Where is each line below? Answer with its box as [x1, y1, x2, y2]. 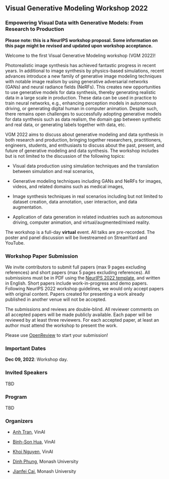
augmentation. [12, 204, 43, 210]
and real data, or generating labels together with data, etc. [5, 121, 126, 127]
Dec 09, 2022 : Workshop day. [5, 356, 68, 362]
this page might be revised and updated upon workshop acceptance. [5, 43, 153, 49]
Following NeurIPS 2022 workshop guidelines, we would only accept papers [5, 285, 164, 291]
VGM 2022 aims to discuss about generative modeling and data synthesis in [5, 131, 163, 138]
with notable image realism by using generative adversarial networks [5, 78, 148, 84]
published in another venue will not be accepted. [5, 296, 107, 302]
